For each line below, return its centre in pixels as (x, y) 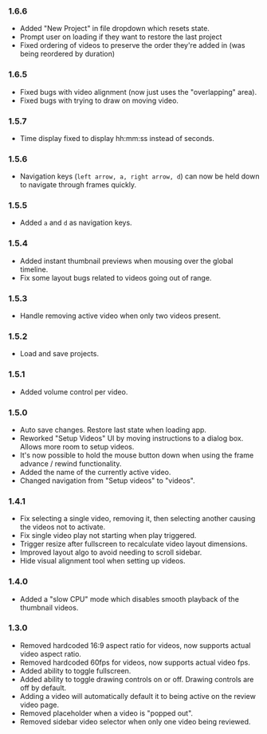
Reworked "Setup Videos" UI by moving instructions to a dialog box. (132, 438)
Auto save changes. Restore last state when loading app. (113, 430)
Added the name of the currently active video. (95, 472)
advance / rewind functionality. (71, 463)
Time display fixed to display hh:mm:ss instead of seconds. (117, 138)
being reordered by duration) (67, 54)
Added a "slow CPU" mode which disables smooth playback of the (129, 599)
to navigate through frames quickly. (78, 185)
